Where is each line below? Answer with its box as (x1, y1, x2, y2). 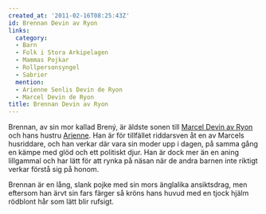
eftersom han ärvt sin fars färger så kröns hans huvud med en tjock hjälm (8, 189, 249, 198)
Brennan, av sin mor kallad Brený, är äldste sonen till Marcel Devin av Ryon (8, 123, 253, 132)
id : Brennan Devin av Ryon (8, 19, 98, 27)
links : (8, 26, 30, 34)
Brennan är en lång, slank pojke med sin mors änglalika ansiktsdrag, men (8, 180, 248, 189)
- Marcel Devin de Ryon (15, 93, 94, 101)
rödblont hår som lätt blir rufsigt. (8, 196, 114, 207)
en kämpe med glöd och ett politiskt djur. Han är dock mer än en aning (8, 148, 240, 158)
